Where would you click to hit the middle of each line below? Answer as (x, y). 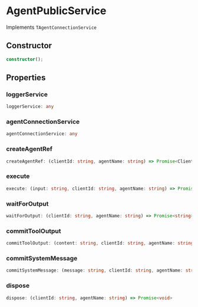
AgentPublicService (56, 11)
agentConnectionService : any (42, 134)
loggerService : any (30, 107)
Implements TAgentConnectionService (52, 27)
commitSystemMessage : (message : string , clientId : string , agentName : (95, 270)
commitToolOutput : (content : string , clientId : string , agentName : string (100, 243)
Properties (26, 78)
